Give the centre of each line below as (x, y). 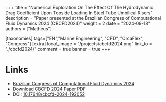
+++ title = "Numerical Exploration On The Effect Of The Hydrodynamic (79, 7)
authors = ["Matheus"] (29, 29)
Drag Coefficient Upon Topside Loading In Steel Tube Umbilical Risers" (79, 13)
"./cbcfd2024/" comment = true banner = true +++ (58, 49)
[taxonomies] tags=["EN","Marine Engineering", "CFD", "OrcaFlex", (74, 38)
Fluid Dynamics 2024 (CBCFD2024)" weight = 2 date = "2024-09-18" (78, 23)
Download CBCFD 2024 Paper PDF (49, 89)
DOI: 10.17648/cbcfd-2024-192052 (48, 94)
